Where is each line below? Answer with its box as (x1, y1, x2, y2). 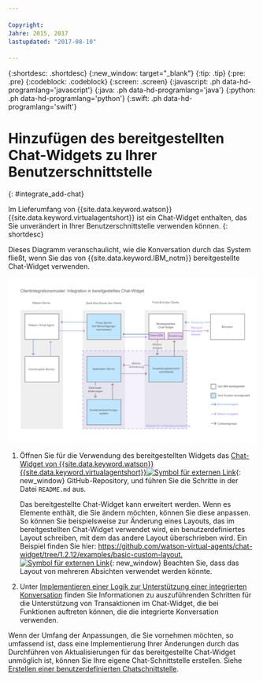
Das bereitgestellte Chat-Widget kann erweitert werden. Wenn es (19, 500, 232, 509)
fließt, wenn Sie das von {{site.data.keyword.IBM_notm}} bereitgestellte (8, 253, 240, 263)
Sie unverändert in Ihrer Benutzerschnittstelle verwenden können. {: (8, 221, 228, 231)
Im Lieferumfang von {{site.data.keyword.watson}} (8, 205, 172, 214)
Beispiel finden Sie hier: (19, 541, 97, 551)
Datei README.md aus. (19, 485, 87, 494)
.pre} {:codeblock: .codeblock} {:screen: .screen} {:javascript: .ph (8, 77, 220, 87)
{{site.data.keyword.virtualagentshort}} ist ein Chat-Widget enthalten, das (8, 213, 247, 222)
